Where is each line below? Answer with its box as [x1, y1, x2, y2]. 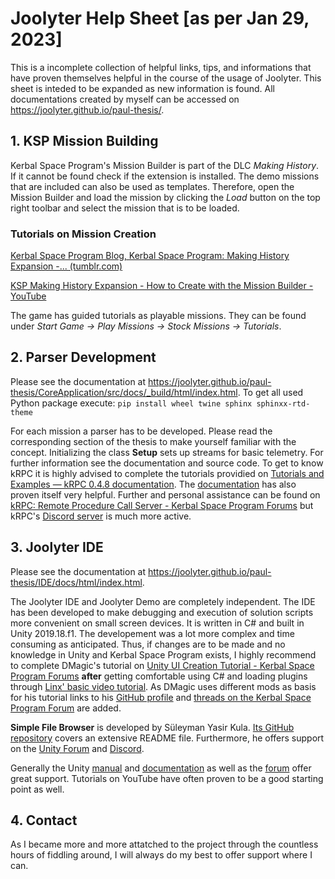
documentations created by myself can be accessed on [10, 93, 240, 105]
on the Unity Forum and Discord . [10, 742, 145, 754]
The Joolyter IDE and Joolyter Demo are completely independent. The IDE [10, 595, 316, 607]
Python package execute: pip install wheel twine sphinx [10, 397, 253, 409]
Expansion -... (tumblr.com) [10, 260, 123, 272]
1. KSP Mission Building [10, 133, 159, 150]
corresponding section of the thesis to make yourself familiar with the [10, 435, 297, 447]
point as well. [10, 783, 65, 795]
